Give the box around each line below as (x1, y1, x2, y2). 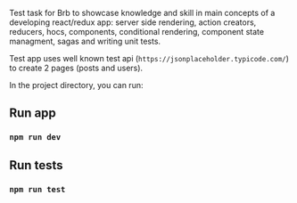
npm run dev (9, 133, 62, 142)
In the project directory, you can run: (9, 80, 144, 90)
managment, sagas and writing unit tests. (9, 36, 161, 46)
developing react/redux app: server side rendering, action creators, (9, 17, 257, 28)
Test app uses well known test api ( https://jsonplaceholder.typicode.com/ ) (9, 53, 290, 63)
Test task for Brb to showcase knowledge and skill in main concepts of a (9, 8, 276, 18)
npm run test (9, 184, 66, 194)
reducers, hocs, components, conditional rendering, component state (9, 27, 265, 37)
